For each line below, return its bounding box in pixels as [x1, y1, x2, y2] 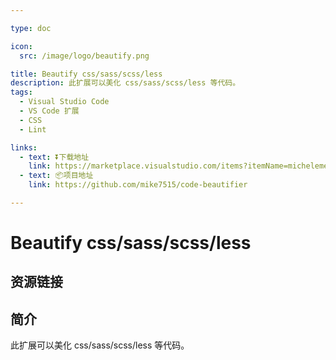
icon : [10, 41, 33, 51]
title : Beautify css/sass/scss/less [10, 69, 163, 79]
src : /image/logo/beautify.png [19, 51, 150, 61]
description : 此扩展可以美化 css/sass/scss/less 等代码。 [10, 78, 241, 88]
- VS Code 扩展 [19, 106, 80, 116]
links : [10, 142, 38, 153]
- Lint [19, 124, 47, 135]
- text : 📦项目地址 [19, 171, 94, 181]
